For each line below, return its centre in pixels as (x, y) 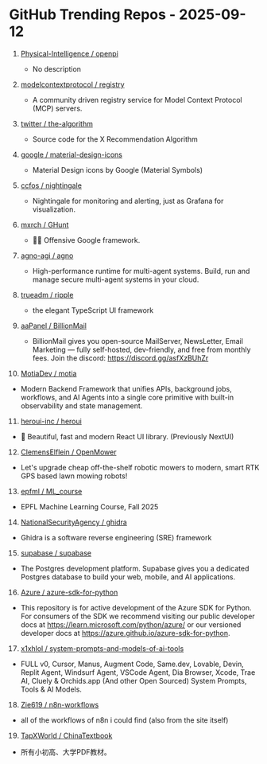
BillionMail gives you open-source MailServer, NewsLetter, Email (137, 341)
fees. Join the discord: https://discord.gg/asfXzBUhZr (120, 358)
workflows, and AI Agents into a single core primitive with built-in (127, 397)
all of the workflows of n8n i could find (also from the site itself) (124, 720)
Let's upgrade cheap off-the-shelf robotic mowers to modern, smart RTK (140, 467)
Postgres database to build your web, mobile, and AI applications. (128, 577)
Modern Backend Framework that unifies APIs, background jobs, (126, 388)
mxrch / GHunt (44, 224)
